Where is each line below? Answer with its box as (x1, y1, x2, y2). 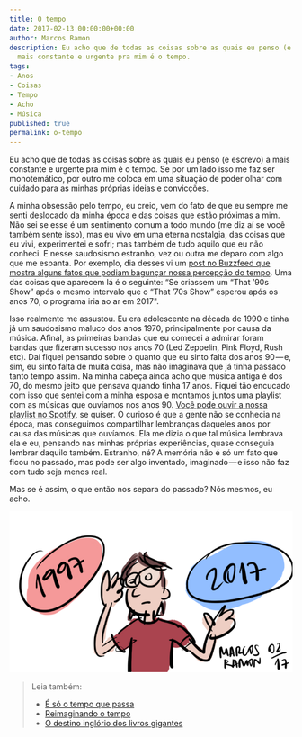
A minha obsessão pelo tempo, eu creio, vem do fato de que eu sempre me (9, 201, 289, 211)
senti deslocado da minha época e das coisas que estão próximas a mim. (9, 210, 280, 220)
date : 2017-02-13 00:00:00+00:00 (9, 23, 135, 33)
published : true (9, 119, 70, 128)
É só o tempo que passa (44, 698, 135, 709)
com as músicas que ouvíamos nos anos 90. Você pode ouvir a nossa (9, 400, 268, 410)
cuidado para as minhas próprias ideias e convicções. (9, 183, 209, 193)
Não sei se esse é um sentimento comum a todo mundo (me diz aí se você (9, 220, 286, 230)
